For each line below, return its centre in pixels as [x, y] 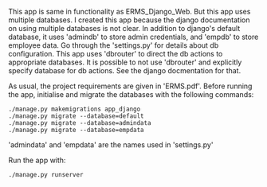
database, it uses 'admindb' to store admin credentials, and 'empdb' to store [133, 37]
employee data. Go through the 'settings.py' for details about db [114, 45]
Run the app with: [37, 160]
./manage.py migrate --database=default [77, 116]
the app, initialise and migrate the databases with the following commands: [131, 94]
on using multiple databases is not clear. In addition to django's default [124, 28]
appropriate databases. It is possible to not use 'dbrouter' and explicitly [125, 62]
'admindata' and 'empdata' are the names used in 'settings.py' [111, 145]
